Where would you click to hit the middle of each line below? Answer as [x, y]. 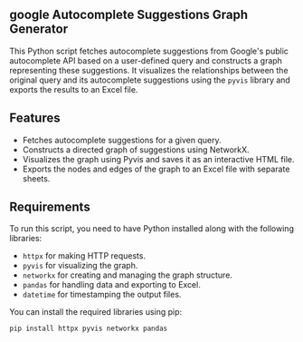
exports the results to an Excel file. [74, 89]
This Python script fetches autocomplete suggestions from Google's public [149, 51]
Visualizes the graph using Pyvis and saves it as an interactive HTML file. [158, 159]
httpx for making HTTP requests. [84, 256]
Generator [39, 29]
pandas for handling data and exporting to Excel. [111, 285]
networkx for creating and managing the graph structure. [128, 275]
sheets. [36, 178]
